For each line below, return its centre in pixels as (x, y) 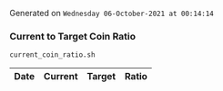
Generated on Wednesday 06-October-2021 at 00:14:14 (111, 13)
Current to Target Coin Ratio (73, 36)
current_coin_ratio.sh (52, 55)
